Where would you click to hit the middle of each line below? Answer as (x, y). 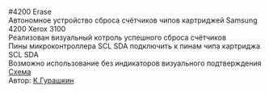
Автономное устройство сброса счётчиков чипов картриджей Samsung (133, 20)
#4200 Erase (30, 12)
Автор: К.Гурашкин (41, 80)
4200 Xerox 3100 (37, 29)
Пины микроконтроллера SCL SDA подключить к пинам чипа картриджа (134, 46)
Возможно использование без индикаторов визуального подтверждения (135, 63)
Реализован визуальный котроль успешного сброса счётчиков (118, 37)
